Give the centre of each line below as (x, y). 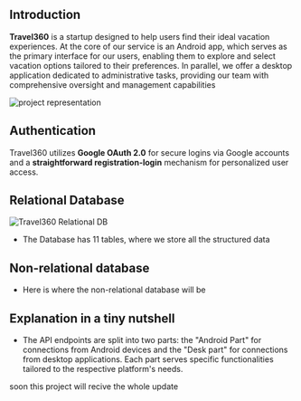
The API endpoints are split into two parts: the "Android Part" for (142, 340)
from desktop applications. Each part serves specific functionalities (148, 359)
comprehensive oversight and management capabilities (113, 84)
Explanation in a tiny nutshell (92, 318)
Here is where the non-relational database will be (114, 290)
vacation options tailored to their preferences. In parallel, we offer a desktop (151, 65)
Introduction (45, 15)
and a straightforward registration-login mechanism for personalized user (149, 162)
